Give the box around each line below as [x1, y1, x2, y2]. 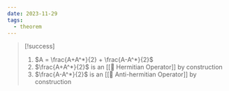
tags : [7, 17, 23, 24]
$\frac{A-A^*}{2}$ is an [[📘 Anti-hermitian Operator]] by [34, 70, 197, 78]
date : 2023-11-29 [7, 10, 58, 17]
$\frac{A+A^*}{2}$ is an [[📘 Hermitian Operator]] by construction [34, 63, 223, 72]
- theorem [13, 23, 42, 30]
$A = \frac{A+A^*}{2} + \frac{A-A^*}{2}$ [34, 56, 154, 64]
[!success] [24, 42, 55, 51]
